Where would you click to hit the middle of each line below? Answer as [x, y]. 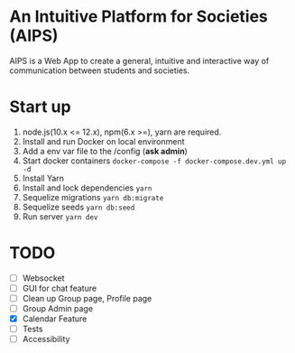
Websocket [43, 278]
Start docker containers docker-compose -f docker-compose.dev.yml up [154, 161]
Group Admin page [57, 308]
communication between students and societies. [100, 70]
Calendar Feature [55, 319]
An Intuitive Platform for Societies [139, 17]
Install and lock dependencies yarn [87, 188]
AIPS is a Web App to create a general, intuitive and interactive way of [139, 60]
